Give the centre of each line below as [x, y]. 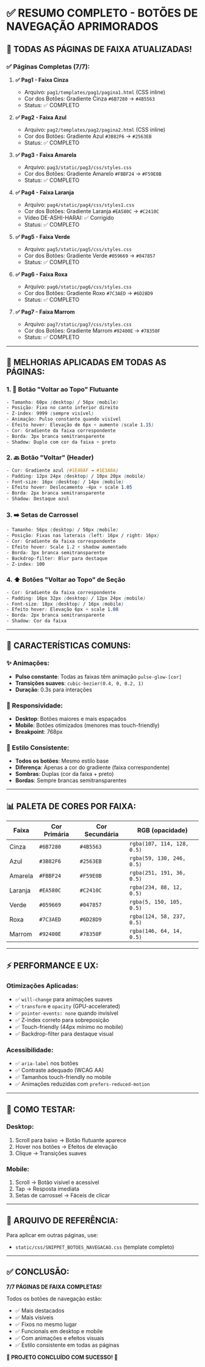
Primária [56, 834]
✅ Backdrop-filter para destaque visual [64, 1034]
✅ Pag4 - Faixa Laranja [45, 192]
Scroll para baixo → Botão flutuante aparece [71, 1140]
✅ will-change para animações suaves [64, 999]
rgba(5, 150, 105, [156, 902]
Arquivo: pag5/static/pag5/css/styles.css [78, 249]
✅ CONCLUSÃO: [38, 1272]
